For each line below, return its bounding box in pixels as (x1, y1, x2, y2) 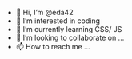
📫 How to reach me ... (15, 42, 90, 51)
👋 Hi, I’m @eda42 (15, 8, 74, 17)
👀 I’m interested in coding (15, 16, 101, 26)
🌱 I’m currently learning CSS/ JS (15, 25, 122, 33)
